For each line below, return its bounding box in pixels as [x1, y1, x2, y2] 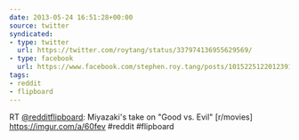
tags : [9, 71, 29, 80]
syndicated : [9, 29, 53, 38]
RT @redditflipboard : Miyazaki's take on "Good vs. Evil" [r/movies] [9, 112, 254, 122]
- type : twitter [9, 37, 69, 47]
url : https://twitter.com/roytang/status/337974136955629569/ [17, 46, 253, 55]
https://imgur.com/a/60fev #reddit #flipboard [9, 121, 175, 131]
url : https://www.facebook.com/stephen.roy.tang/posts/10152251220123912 [17, 63, 296, 72]
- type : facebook [9, 54, 74, 63]
